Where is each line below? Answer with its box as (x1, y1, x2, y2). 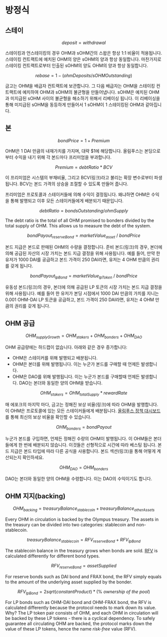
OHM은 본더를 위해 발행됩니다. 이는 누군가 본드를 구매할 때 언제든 (12, 361, 140, 367)
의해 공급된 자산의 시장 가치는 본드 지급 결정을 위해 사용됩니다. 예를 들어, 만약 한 (5, 250, 161, 256)
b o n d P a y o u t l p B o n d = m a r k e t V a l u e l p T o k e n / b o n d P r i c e (29, 272, 138, 280)
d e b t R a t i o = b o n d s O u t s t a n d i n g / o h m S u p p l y (39, 207, 129, 213)
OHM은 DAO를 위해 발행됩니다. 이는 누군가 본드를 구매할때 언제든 (12, 374, 140, 380)
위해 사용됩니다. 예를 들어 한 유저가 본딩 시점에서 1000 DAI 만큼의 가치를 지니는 (5, 290, 159, 296)
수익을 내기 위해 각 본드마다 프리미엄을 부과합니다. (14, 154, 112, 160)
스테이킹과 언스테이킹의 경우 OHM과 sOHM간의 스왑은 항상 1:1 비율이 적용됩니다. (5, 50, 163, 56)
